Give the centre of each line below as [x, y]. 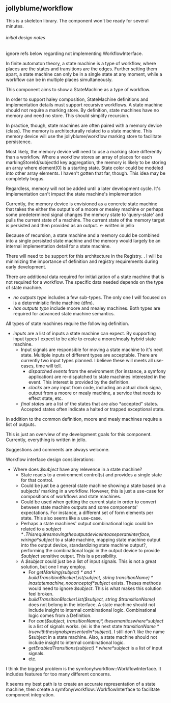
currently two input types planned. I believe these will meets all [87, 361]
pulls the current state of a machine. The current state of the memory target [85, 220]
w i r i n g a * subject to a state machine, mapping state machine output [91, 540]
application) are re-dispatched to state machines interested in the [97, 377]
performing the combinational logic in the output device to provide [90, 551]
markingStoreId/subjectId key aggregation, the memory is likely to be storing [86, 163]
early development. [26, 267]
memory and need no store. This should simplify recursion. [68, 116]
